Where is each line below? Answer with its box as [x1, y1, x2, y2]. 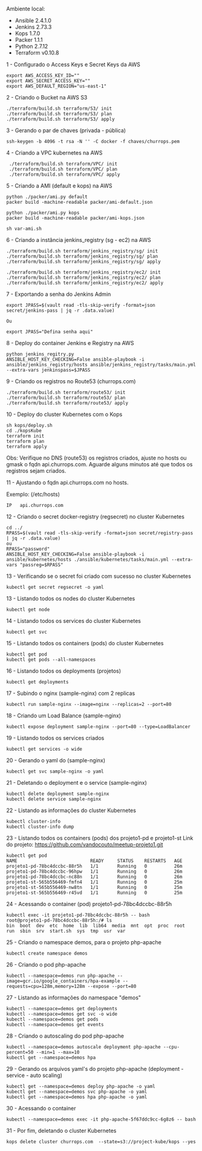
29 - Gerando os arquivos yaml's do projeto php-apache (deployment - [6, 1065, 184, 1072]
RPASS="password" [6, 546, 50, 552]
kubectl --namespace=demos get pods [6, 1016, 99, 1022]
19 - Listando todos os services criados [6, 734, 105, 742]
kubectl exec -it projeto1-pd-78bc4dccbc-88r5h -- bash [6, 912, 150, 918]
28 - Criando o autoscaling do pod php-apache [6, 1032, 124, 1039]
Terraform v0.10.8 [15, 49, 59, 56]
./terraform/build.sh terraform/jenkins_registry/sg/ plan [6, 253, 158, 260]
